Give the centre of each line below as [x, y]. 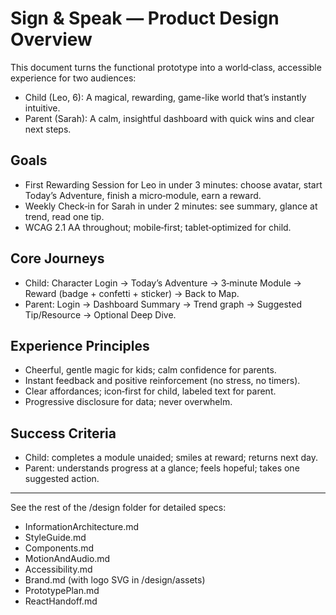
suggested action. [62, 479]
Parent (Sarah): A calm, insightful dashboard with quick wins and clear [169, 118]
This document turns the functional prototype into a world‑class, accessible [166, 67]
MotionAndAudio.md [67, 559]
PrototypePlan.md [62, 591]
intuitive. [42, 108]
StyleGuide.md [55, 538]
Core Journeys [57, 258]
